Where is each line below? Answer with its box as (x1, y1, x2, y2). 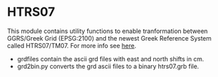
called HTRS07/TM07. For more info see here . (7, 41, 137, 49)
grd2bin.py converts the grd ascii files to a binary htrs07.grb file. (17, 62, 199, 70)
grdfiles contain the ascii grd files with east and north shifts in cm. (17, 54, 204, 63)
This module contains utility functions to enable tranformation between (7, 27, 208, 35)
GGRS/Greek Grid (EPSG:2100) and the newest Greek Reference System (7, 34, 212, 42)
